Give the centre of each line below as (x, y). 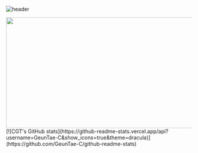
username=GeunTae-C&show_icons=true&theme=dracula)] (78, 138)
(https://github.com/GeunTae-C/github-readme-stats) (71, 144)
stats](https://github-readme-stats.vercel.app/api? (108, 131)
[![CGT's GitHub (26, 131)
